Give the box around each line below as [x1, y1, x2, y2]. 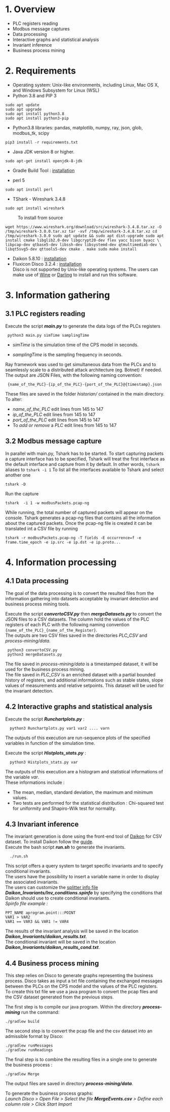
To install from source [17, 214, 63, 221]
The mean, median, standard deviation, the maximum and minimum [12, 789, 153, 795]
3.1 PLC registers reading [5, 309, 86, 318]
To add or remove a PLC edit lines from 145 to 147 [12, 422, 117, 428]
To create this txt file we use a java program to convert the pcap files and [5, 989, 158, 995]
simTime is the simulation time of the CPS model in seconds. [12, 341, 139, 348]
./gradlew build [5, 1019, 39, 1024]
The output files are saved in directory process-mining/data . [5, 1081, 133, 1087]
